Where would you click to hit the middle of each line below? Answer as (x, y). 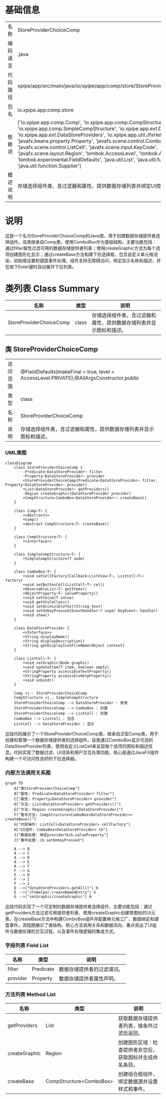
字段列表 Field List (27, 946)
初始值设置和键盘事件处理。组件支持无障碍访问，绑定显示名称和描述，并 (87, 260)
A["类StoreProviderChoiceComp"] (47, 789)
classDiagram (19, 463)
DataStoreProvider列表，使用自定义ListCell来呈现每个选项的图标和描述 (77, 746)
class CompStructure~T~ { (41, 537)
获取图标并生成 (135, 1057)
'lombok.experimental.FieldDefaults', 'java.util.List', (77, 159)
